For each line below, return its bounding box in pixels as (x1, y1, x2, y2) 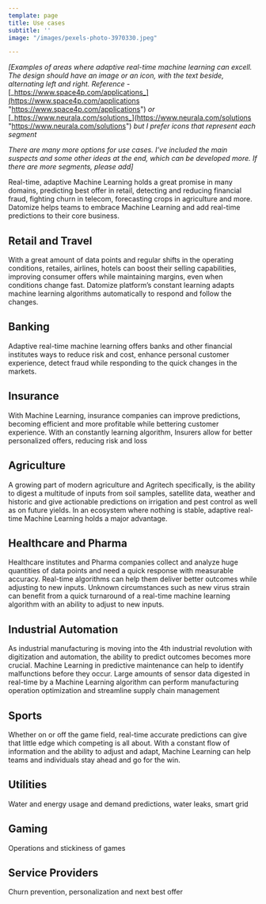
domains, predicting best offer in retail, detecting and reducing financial (8, 186, 242, 195)
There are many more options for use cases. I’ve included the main (8, 145, 228, 155)
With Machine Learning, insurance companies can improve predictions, (8, 410, 241, 420)
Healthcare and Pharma (8, 536, 128, 550)
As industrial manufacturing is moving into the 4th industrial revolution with (8, 644, 253, 653)
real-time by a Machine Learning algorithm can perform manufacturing (8, 677, 239, 687)
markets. (8, 366, 37, 376)
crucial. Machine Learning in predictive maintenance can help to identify (8, 661, 244, 670)
